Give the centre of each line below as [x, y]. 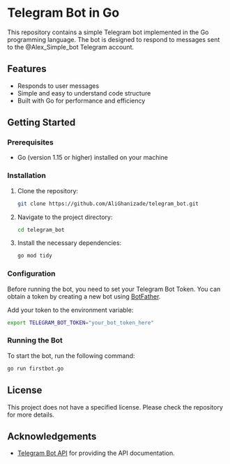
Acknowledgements [52, 436]
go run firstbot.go [36, 368]
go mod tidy [34, 256]
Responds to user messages [58, 86]
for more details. [31, 414]
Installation [27, 176]
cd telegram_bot [41, 230]
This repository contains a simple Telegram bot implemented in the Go [108, 32]
